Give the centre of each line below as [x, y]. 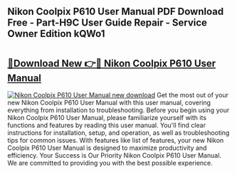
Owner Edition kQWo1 [56, 34]
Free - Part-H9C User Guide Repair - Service [107, 23]
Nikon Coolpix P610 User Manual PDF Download [116, 12]
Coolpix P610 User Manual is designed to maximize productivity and [107, 148]
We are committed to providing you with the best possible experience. [110, 163]
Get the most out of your [193, 95]
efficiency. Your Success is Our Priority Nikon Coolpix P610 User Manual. [115, 155]
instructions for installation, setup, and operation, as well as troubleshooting [118, 133]
